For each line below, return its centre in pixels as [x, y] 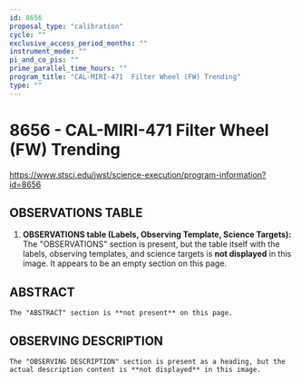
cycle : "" [28, 34]
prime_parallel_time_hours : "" [68, 69]
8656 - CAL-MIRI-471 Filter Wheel [139, 130]
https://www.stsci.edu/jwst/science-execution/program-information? [138, 174]
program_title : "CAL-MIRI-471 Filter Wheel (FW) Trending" [126, 77]
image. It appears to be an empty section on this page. [125, 263]
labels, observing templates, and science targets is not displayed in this [157, 254]
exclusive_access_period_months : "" [78, 43]
